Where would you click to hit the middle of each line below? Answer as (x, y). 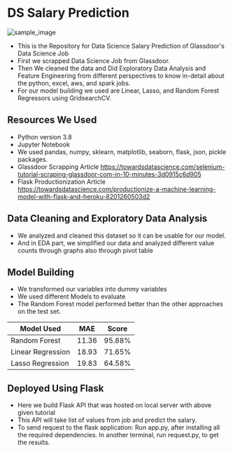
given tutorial (36, 413)
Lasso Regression (40, 364)
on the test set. (39, 311)
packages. (33, 159)
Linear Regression (41, 352)
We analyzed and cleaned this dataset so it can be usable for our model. (121, 235)
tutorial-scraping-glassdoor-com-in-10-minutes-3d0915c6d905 (109, 174)
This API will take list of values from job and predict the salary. (107, 420)
